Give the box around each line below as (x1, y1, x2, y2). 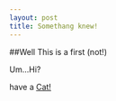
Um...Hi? (9, 64, 41, 75)
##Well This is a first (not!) (9, 46, 108, 57)
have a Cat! (9, 81, 52, 92)
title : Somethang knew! (9, 22, 99, 31)
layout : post (9, 13, 58, 23)
